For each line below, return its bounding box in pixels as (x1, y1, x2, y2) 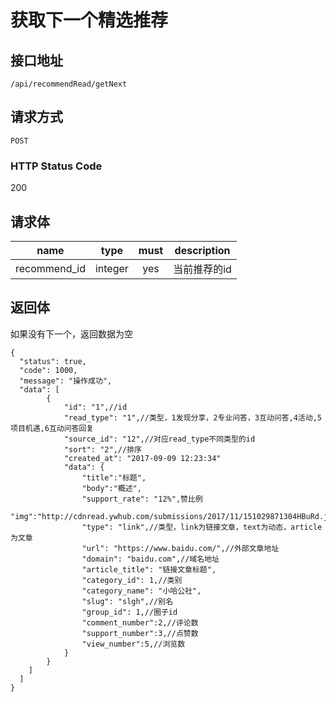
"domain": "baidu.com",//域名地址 (81, 554, 220, 564)
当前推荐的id (173, 262, 232, 276)
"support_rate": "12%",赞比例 (81, 494, 203, 504)
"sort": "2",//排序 (63, 444, 142, 455)
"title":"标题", (81, 472, 147, 483)
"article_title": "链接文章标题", (81, 564, 217, 575)
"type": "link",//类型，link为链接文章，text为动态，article (81, 522, 323, 532)
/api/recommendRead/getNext (10, 79, 128, 89)
